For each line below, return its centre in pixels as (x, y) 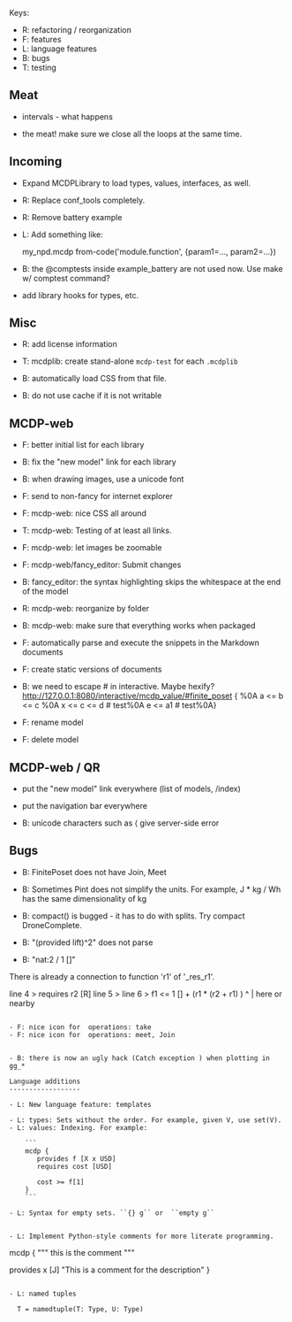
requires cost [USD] (75, 1166)
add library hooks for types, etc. (80, 295)
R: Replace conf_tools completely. (83, 200)
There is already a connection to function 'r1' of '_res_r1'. (112, 976)
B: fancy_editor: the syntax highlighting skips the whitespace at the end (151, 582)
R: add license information (69, 344)
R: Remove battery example (72, 217)
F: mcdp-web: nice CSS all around (84, 513)
